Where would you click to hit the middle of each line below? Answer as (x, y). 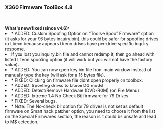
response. (15, 49)
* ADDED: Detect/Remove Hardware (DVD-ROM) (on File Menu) (75, 91)
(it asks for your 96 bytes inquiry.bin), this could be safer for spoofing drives (82, 39)
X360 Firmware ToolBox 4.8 (39, 7)
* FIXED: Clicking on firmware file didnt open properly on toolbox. (77, 80)
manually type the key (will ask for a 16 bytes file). (55, 75)
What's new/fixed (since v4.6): (37, 28)
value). (12, 64)
